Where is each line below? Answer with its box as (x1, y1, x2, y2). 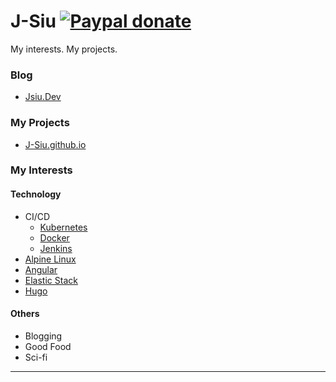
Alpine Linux (24, 253, 77, 265)
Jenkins (39, 242, 73, 254)
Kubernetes (39, 221, 88, 233)
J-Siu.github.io (24, 138, 87, 150)
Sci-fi (24, 351, 48, 363)
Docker (39, 231, 70, 244)
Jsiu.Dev (24, 91, 62, 103)
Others (10, 308, 40, 320)
